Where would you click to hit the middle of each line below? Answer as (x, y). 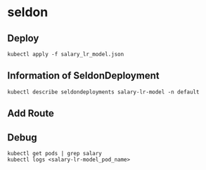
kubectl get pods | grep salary (54, 154)
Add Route (31, 113)
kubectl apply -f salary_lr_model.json (66, 54)
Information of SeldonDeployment (83, 76)
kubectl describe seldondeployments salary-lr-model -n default (103, 92)
